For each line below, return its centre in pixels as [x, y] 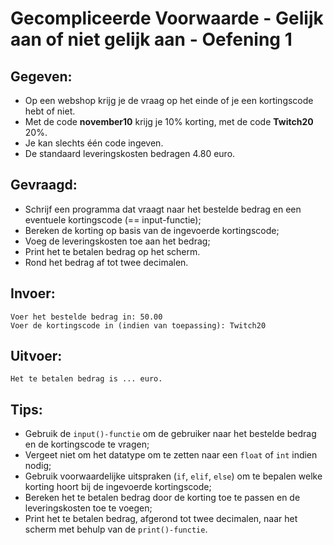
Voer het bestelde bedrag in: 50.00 [86, 317]
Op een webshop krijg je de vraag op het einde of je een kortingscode [169, 100]
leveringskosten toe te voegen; [88, 508]
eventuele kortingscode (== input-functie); [113, 219]
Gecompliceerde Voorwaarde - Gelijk [167, 18]
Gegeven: [41, 76]
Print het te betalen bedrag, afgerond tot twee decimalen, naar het [161, 519]
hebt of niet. [50, 111]
